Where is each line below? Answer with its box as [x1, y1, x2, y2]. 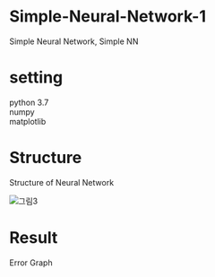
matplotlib [9, 116, 47, 126]
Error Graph [9, 257, 53, 268]
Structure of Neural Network [9, 177, 115, 187]
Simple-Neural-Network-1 [9, 6, 206, 27]
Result [9, 228, 58, 247]
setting [9, 67, 64, 88]
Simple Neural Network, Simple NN [9, 36, 139, 47]
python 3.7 [9, 97, 49, 108]
